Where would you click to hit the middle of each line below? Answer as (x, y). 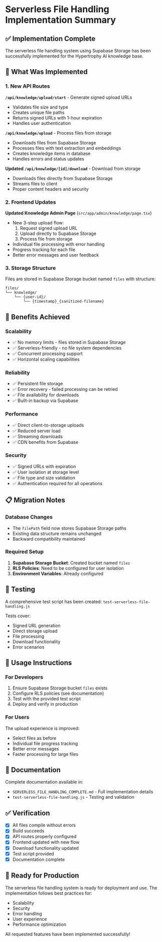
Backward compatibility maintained (49, 539)
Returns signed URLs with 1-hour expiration (57, 117)
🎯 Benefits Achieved (38, 317)
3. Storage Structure (31, 268)
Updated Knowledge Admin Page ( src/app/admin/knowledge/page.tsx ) (78, 213)
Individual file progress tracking (45, 743)
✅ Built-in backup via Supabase (45, 401)
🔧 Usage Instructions (39, 663)
